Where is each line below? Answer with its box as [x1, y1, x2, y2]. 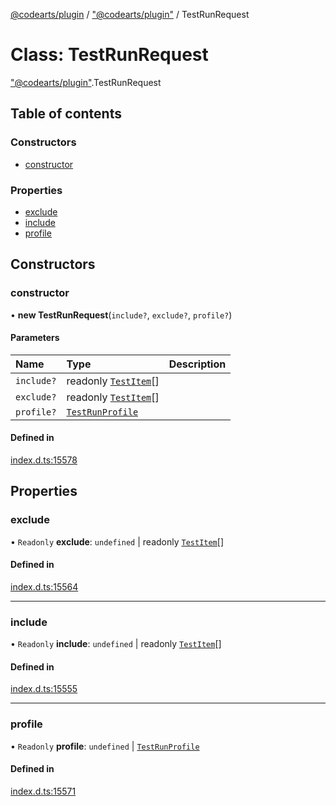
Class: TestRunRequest [10, 44, 209, 66]
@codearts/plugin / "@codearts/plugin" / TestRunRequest [10, 9, 250, 20]
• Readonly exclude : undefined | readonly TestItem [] [10, 535, 224, 548]
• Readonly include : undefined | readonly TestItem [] [10, 638, 222, 650]
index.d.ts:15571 [10, 785, 77, 797]
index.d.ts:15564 [10, 580, 79, 593]
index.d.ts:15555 [10, 683, 78, 695]
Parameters [10, 332, 60, 344]
